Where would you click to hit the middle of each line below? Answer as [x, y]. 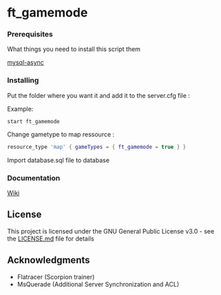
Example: [20, 109]
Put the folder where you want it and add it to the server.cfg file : [99, 95]
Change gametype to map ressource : [61, 134]
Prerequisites [30, 34]
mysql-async [26, 63]
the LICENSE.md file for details [51, 238]
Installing [23, 81]
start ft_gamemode [33, 121]
